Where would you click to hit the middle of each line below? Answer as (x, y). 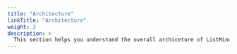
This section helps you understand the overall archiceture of (108, 40)
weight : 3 (22, 27)
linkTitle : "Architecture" (47, 20)
